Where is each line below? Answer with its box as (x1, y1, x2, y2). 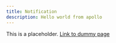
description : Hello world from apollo (6, 14, 102, 20)
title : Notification (6, 8, 58, 15)
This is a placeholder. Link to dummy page (6, 30, 110, 37)
